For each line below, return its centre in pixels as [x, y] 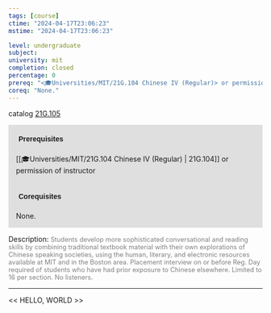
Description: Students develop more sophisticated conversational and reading [128, 239]
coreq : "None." [34, 90]
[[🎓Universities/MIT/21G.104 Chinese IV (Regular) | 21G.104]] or [122, 159]
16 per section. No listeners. [51, 277]
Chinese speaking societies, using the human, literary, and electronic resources [129, 255]
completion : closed [41, 68]
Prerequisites [41, 139]
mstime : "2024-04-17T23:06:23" [61, 31]
